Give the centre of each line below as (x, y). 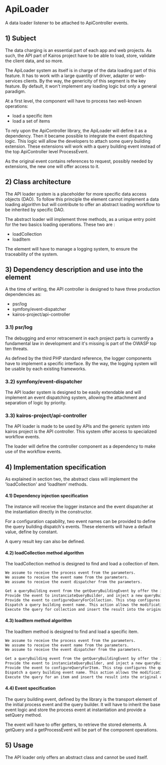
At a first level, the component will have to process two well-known (73, 101)
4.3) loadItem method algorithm (39, 621)
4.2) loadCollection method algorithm (44, 552)
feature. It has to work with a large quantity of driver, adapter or (70, 76)
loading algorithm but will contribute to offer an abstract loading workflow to (83, 204)
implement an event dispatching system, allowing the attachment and (76, 397)
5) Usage (19, 745)
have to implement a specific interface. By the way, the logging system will (81, 363)
